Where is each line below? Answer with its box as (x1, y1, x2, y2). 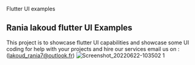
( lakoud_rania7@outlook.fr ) (6, 52, 75, 59)
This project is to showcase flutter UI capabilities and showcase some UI (6, 39, 189, 46)
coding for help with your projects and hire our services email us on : (6, 45, 180, 52)
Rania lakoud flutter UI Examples (6, 22, 133, 33)
